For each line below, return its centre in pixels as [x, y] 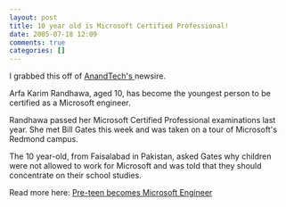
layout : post [33, 17]
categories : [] [37, 51]
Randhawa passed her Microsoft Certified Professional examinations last [143, 120]
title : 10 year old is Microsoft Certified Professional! [119, 26]
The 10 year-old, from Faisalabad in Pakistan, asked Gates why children [140, 156]
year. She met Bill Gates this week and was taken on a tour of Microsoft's [143, 129]
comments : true [37, 42]
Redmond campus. [44, 139]
